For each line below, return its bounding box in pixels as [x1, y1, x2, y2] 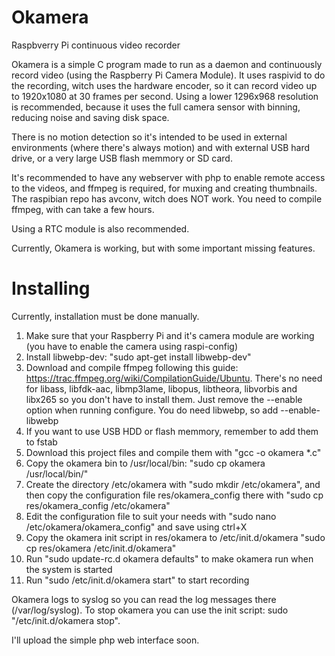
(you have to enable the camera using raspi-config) [25, 340, 239, 352]
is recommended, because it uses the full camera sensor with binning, [11, 101, 301, 113]
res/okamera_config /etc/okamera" [25, 499, 171, 511]
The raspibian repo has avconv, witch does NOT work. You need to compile [11, 192, 323, 205]
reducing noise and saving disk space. [11, 111, 170, 123]
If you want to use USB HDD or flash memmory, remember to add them [25, 425, 319, 437]
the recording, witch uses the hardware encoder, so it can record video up [11, 79, 318, 91]
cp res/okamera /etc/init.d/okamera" [25, 542, 177, 554]
